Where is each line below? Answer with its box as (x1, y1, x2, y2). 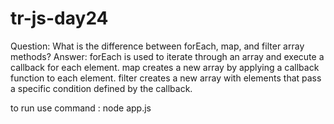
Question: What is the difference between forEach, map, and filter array (10, 40, 305, 52)
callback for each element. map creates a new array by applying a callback (10, 61, 320, 73)
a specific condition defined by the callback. (10, 82, 193, 94)
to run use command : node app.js (10, 102, 152, 114)
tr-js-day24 (10, 7, 109, 30)
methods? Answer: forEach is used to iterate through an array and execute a (10, 50, 325, 62)
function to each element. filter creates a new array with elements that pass (10, 72, 322, 84)
